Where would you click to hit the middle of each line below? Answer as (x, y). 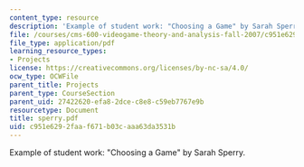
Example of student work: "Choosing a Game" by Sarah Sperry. (128, 153)
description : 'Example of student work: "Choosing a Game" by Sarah (141, 26)
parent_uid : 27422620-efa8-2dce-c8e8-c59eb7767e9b (107, 102)
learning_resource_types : (58, 51)
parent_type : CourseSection (62, 93)
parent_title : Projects (54, 85)
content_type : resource (54, 18)
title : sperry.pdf (44, 118)
